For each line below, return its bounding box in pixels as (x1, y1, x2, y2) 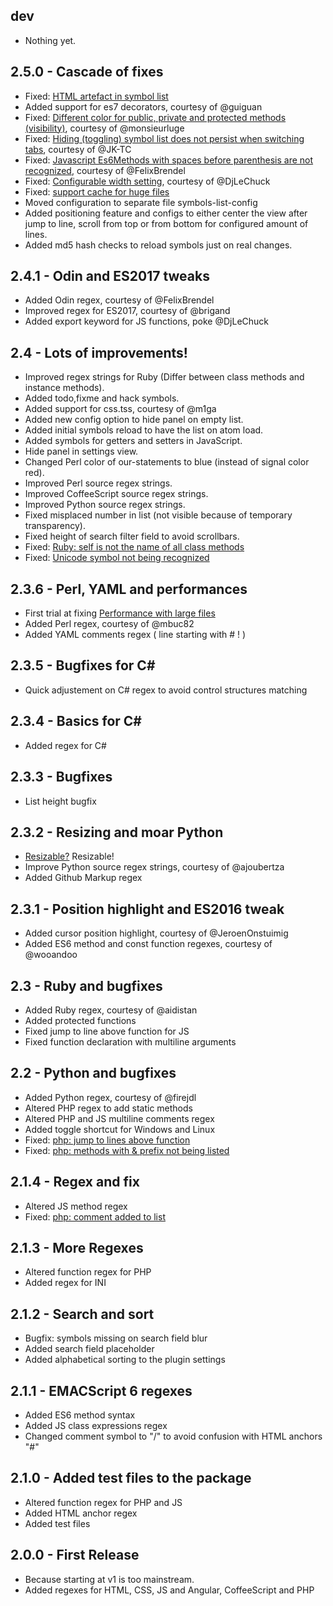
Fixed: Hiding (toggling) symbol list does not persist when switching (24, 132, 305, 144)
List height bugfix (24, 795, 97, 807)
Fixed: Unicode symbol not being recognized (24, 552, 210, 564)
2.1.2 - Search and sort (10, 1305, 155, 1323)
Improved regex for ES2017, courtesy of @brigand (24, 305, 231, 317)
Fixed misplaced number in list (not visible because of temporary (24, 509, 293, 521)
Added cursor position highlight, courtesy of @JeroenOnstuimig (24, 927, 289, 939)
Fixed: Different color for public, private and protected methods (24, 111, 287, 123)
